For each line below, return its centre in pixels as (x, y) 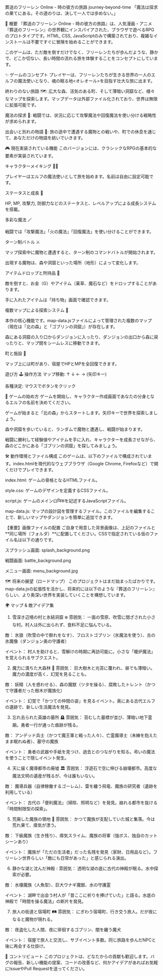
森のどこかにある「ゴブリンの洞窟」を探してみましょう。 (63, 446)
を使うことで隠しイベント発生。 (37, 758)
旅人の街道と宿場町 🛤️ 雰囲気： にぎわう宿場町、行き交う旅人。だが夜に (84, 912)
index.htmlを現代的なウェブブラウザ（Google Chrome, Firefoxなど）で (83, 464)
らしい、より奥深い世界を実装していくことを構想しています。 (66, 595)
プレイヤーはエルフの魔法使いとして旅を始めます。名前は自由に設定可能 (77, 176)
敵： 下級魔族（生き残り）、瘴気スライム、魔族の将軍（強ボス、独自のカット (81, 835)
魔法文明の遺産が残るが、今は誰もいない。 (55, 776)
